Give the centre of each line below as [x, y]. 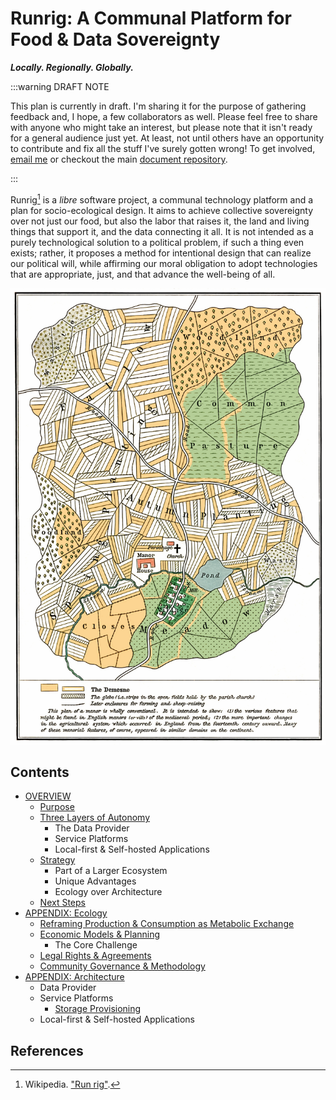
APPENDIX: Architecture [74, 977]
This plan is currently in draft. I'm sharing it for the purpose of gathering [158, 106]
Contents [40, 772]
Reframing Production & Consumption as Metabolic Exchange [167, 924]
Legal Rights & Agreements [95, 956]
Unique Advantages [95, 881]
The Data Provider [92, 828]
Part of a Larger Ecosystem [111, 871]
